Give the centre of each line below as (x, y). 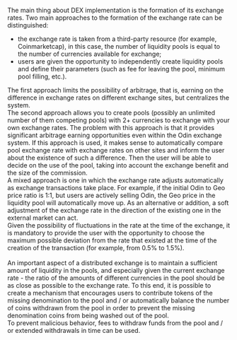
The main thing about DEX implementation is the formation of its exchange (116, 10)
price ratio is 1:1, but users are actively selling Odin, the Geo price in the (111, 195)
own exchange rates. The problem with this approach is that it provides (111, 128)
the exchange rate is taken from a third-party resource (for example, (117, 39)
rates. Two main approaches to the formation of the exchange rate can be (115, 18)
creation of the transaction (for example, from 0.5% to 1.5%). (96, 248)
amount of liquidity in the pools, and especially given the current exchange (116, 270)
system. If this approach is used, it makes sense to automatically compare (115, 143)
